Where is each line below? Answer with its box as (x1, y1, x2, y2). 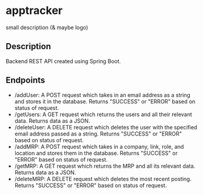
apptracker (5, 4, 63, 18)
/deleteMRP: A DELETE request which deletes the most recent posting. (14, 175, 192, 182)
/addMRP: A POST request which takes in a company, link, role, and (14, 143, 184, 150)
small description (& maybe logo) (5, 24, 89, 31)
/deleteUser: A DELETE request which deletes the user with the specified (14, 123, 198, 131)
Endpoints (5, 75, 46, 86)
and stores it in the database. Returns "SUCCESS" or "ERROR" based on (14, 98, 196, 105)
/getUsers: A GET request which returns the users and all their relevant (14, 111, 193, 118)
